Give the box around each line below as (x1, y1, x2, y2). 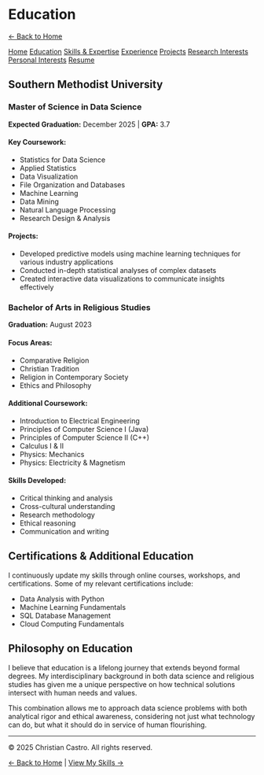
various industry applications (19, 257, 114, 267)
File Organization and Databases (19, 179, 126, 190)
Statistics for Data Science (19, 155, 106, 164)
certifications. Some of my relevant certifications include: (8, 578, 194, 588)
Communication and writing (19, 526, 110, 536)
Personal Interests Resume (8, 55, 95, 65)
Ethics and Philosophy (19, 380, 92, 390)
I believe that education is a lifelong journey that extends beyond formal (8, 662, 240, 672)
